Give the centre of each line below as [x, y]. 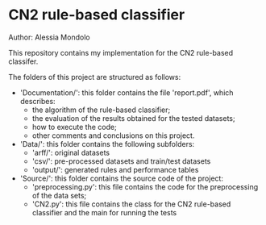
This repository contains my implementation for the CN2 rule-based [121, 52]
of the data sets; [59, 195]
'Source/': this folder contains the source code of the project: [122, 178]
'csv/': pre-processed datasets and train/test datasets [121, 161]
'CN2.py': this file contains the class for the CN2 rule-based [131, 204]
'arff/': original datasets [71, 152]
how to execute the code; [74, 127]
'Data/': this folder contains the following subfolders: [107, 144]
